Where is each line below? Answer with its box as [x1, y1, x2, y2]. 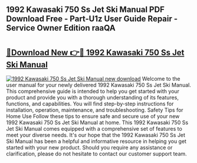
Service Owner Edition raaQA [6, 23, 116, 33]
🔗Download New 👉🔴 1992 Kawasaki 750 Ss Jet [6, 47, 185, 58]
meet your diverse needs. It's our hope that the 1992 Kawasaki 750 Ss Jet [6, 132, 186, 138]
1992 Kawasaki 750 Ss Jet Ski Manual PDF [6, 5, 165, 15]
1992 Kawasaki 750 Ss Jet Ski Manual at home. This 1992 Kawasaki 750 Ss [6, 119, 189, 126]
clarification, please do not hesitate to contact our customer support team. [6, 150, 187, 157]
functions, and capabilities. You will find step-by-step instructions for [6, 100, 174, 107]
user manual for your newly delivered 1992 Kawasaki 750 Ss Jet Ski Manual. [6, 82, 192, 88]
